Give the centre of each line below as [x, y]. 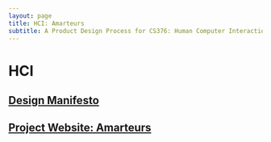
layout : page [30, 16]
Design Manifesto [54, 100]
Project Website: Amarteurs [80, 128]
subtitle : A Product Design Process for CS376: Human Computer [117, 31]
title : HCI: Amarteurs [46, 23]
